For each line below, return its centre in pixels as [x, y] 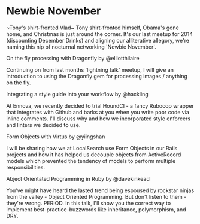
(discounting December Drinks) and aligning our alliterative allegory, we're [98, 40]
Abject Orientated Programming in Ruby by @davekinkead [78, 178]
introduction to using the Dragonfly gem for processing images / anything [97, 76]
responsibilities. [25, 167]
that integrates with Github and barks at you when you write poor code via [98, 112]
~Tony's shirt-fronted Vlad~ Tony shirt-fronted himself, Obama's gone [93, 28]
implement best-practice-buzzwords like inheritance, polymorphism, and [96, 209]
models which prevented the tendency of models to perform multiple [91, 161]
